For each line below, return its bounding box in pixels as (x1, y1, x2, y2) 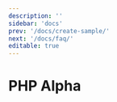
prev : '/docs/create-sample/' (8, 27, 111, 35)
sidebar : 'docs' (8, 19, 63, 28)
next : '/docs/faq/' (8, 34, 74, 43)
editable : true (8, 42, 60, 50)
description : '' (8, 11, 63, 20)
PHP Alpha (8, 77, 81, 96)
